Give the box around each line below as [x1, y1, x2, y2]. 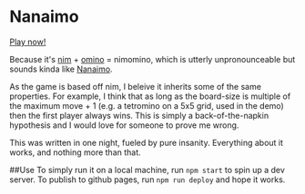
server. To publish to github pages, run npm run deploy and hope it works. [9, 174, 286, 185]
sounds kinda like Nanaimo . [9, 63, 113, 74]
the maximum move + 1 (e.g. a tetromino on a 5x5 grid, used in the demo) [9, 100, 284, 111]
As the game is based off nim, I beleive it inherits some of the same [9, 81, 262, 92]
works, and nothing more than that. [9, 147, 141, 158]
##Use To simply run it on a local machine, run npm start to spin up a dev [9, 164, 285, 175]
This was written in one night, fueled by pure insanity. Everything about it [9, 137, 284, 148]
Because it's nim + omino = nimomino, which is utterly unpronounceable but [9, 53, 296, 64]
